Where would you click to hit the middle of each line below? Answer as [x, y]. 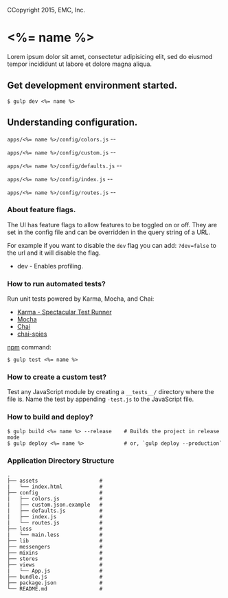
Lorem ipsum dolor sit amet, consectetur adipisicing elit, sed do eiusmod [110, 56]
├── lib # [55, 541]
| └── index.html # [55, 487]
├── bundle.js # [55, 577]
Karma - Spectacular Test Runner [64, 312]
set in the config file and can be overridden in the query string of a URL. [109, 232]
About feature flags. [42, 210]
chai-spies [32, 334]
